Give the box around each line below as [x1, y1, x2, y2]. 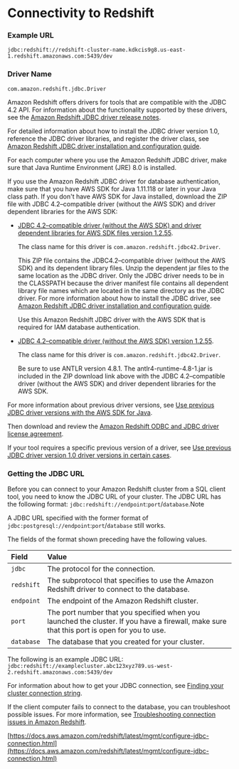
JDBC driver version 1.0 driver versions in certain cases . [7, 450, 172, 460]
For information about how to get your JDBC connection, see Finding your [7, 682, 224, 690]
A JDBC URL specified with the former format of [7, 514, 149, 522]
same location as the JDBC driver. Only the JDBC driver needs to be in [17, 271, 225, 280]
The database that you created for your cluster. [47, 637, 205, 647]
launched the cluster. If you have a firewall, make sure [47, 617, 227, 627]
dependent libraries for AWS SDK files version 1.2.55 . [17, 228, 174, 237]
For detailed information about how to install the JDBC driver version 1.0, [7, 127, 220, 135]
